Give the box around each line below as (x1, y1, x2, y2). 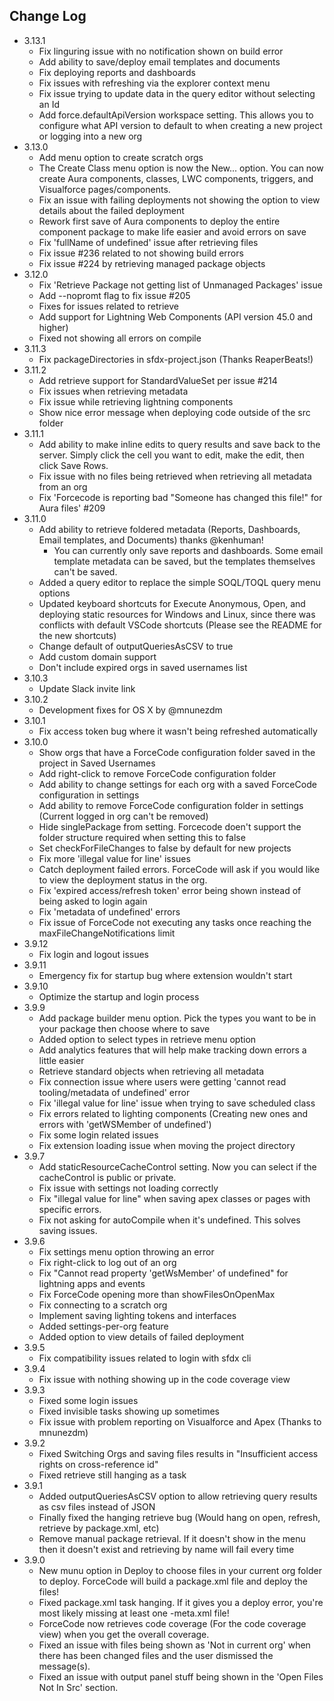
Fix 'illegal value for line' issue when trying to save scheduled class (38, 1097, 316, 1109)
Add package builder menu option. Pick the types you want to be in (38, 1012, 317, 1024)
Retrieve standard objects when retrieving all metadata (38, 1065, 265, 1077)
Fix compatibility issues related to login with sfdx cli (38, 1352, 252, 1364)
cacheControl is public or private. (38, 1171, 177, 1183)
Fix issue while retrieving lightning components (38, 395, 234, 408)
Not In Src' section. (38, 1681, 119, 1693)
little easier (38, 1054, 85, 1066)
